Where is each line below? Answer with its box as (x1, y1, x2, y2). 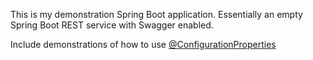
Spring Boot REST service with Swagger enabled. (10, 19, 214, 31)
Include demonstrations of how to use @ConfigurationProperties (10, 39, 277, 50)
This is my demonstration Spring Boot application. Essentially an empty (10, 9, 303, 20)
